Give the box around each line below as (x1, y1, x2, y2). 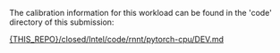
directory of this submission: (9, 17, 115, 27)
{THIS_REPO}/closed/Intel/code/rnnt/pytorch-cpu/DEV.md (9, 34, 225, 44)
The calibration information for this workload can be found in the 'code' (9, 8, 273, 18)
